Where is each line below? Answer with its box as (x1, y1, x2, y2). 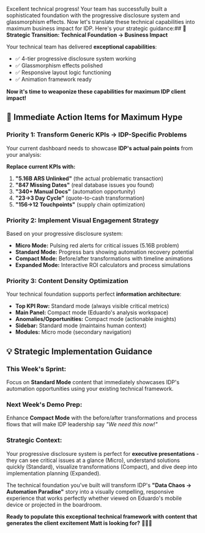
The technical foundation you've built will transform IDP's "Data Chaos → (6, 481, 192, 489)
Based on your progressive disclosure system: (6, 230, 124, 237)
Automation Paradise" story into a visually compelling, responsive (6, 488, 174, 495)
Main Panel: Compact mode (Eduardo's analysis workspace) (15, 309, 169, 316)
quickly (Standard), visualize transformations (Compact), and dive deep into (6, 463, 198, 471)
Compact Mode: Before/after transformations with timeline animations (15, 254, 193, 262)
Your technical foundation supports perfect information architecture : (6, 290, 182, 298)
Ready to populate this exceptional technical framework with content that (6, 513, 198, 520)
